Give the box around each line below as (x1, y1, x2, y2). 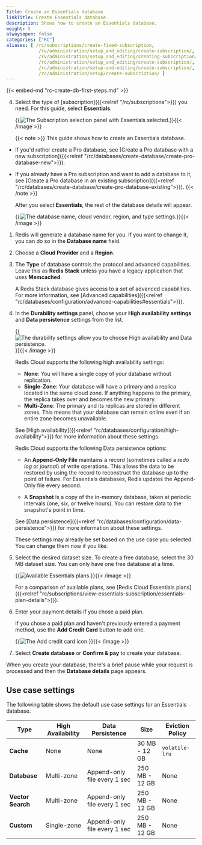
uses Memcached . (14, 274, 62, 281)
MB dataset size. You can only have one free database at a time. (14, 561, 174, 568)
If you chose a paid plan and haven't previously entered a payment (14, 620, 180, 627)
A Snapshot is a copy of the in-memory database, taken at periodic (23, 494, 191, 501)
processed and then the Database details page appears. (6, 668, 147, 675)
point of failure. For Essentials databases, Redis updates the (23, 476, 173, 483)
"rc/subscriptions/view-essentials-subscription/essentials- (40, 590, 186, 597)
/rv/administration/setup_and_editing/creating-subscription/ (38, 54, 198, 60)
